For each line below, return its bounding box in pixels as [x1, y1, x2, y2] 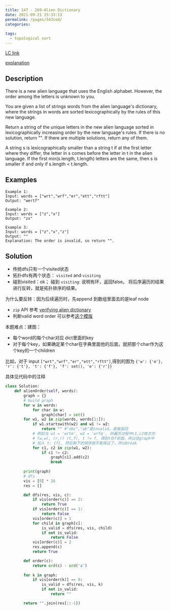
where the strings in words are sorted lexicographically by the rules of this [5, 108, 161, 115]
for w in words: [23, 403, 58, 408]
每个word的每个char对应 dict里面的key [12, 335, 94, 341]
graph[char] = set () [41, 412, 85, 418]
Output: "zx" [5, 216, 33, 221]
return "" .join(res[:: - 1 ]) [23, 600, 81, 606]
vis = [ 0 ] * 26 [23, 478, 56, 484]
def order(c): [23, 558, 53, 563]
